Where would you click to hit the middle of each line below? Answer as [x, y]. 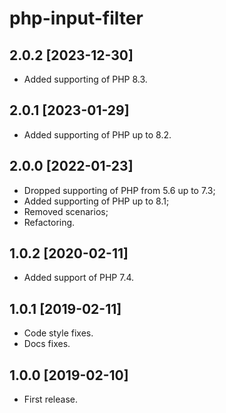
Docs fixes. [47, 344]
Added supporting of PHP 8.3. [85, 79]
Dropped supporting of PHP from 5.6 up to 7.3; [119, 190]
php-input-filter [76, 18]
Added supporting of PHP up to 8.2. [97, 134]
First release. [50, 399]
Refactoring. [49, 222]
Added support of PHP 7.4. [79, 278]
